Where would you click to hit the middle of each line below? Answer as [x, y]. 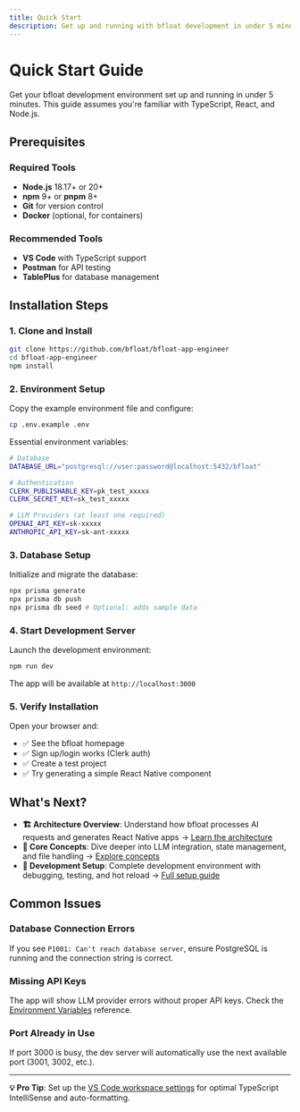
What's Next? [48, 802]
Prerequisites [47, 142]
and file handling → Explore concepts [91, 856]
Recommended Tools [56, 239]
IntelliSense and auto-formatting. [70, 1098]
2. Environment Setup [57, 388]
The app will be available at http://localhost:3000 [103, 683]
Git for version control [63, 206]
